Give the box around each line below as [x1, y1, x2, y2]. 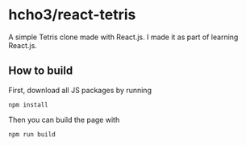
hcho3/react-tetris [8, 6, 136, 24]
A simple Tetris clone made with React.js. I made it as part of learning [8, 32, 239, 42]
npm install [8, 100, 48, 109]
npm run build [8, 130, 56, 138]
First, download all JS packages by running [8, 85, 152, 95]
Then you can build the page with [8, 115, 120, 124]
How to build [8, 64, 73, 78]
